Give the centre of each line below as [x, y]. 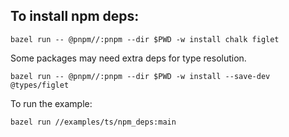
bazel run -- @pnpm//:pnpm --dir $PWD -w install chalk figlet [145, 39]
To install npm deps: [75, 16]
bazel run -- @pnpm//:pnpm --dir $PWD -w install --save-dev [140, 76]
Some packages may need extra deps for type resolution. [128, 58]
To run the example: [51, 103]
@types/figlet [40, 85]
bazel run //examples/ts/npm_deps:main [93, 122]
